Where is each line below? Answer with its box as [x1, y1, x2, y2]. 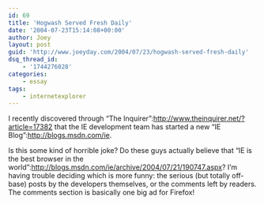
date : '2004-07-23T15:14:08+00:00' [8, 26, 126, 34]
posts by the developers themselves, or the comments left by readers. [28, 179, 257, 189]
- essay [22, 77, 47, 85]
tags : [8, 84, 26, 93]
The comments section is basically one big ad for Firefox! [8, 188, 195, 197]
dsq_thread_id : [8, 56, 58, 64]
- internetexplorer [22, 92, 87, 100]
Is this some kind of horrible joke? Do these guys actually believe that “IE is [8, 146, 253, 155]
